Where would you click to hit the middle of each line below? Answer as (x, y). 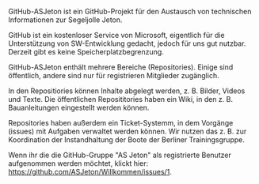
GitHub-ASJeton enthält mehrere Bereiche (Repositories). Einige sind (121, 67)
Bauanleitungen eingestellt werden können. (79, 107)
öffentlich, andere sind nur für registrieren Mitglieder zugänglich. (114, 75)
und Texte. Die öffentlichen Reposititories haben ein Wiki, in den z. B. (121, 99)
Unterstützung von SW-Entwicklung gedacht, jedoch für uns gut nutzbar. (127, 43)
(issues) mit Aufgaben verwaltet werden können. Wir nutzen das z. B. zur (128, 131)
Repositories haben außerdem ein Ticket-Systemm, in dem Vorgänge (121, 123)
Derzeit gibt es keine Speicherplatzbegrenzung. (86, 52)
